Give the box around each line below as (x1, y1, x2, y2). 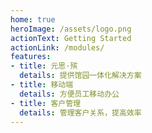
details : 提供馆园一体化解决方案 (19, 71, 142, 81)
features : (10, 52, 52, 62)
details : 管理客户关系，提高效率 (19, 107, 142, 118)
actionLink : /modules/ (10, 42, 105, 53)
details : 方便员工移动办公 (19, 89, 120, 99)
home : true (10, 14, 56, 25)
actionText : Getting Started (10, 33, 132, 43)
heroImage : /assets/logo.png (10, 24, 132, 34)
